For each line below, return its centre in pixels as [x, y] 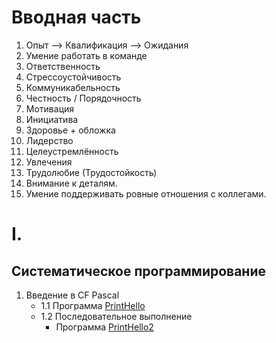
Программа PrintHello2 [104, 327]
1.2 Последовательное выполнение [116, 316]
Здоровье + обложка [70, 130]
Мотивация [50, 108]
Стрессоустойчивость [73, 77]
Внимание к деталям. [71, 183]
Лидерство [49, 140]
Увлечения [49, 162]
